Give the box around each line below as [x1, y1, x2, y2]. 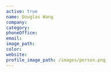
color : [6, 46, 22, 52]
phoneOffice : [6, 30, 38, 36]
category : [6, 24, 30, 31]
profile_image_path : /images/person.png [6, 57, 106, 63]
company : [6, 19, 27, 25]
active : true [6, 8, 38, 15]
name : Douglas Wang [6, 14, 54, 20]
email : [6, 35, 22, 41]
